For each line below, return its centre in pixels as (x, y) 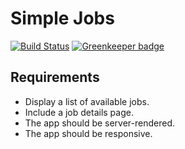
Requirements (55, 77)
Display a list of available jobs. (87, 101)
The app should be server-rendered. (100, 123)
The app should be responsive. (88, 133)
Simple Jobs (62, 18)
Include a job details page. (79, 112)
